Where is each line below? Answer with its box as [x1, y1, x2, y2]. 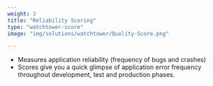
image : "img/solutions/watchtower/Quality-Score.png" [7, 30, 170, 37]
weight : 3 [7, 10, 37, 18]
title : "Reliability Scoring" [7, 17, 97, 24]
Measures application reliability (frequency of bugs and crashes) [17, 56, 207, 64]
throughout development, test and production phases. [17, 70, 175, 79]
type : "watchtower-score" [7, 23, 84, 30]
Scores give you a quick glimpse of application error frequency [17, 63, 202, 71]
